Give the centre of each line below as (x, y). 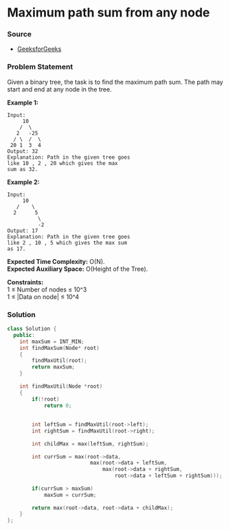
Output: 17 (23, 231)
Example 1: (23, 102)
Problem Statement (40, 67)
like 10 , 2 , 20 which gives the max (62, 163)
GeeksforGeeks (39, 49)
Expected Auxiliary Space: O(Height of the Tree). (78, 269)
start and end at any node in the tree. (59, 89)
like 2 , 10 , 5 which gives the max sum (67, 243)
